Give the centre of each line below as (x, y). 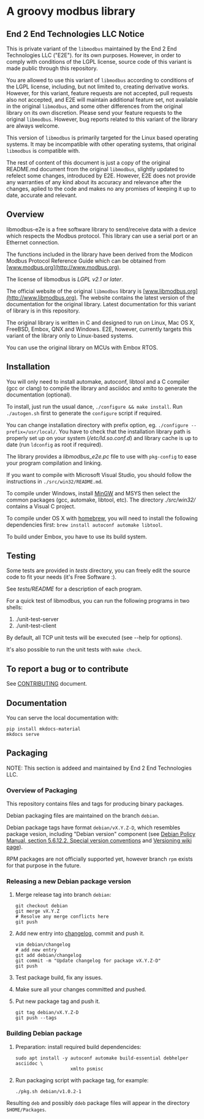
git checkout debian (41, 906)
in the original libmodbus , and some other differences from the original (94, 106)
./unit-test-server (37, 619)
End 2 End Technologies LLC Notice (76, 34)
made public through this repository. (52, 68)
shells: (15, 607)
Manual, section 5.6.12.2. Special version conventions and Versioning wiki (99, 841)
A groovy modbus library (71, 11)
